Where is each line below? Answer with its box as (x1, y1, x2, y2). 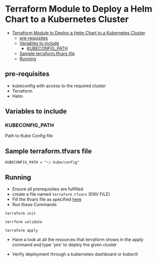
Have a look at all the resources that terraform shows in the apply (12, 237, 144, 243)
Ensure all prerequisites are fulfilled (12, 186, 83, 192)
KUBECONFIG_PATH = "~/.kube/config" (5, 160, 79, 165)
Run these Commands (12, 202, 57, 207)
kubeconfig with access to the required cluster (12, 83, 106, 89)
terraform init (5, 211, 36, 216)
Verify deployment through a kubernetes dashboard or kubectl (12, 251, 138, 257)
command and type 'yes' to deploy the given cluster (12, 242, 117, 248)
